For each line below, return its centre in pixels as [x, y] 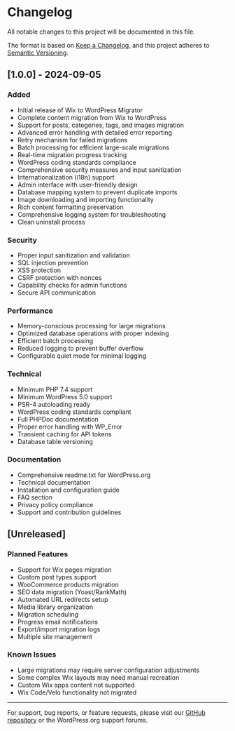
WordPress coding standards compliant [74, 412]
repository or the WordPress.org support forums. [78, 720]
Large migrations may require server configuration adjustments [108, 670]
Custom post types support [57, 577]
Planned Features [38, 554]
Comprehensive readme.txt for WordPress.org [84, 475]
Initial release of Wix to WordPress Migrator [80, 110]
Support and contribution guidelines [69, 512]
